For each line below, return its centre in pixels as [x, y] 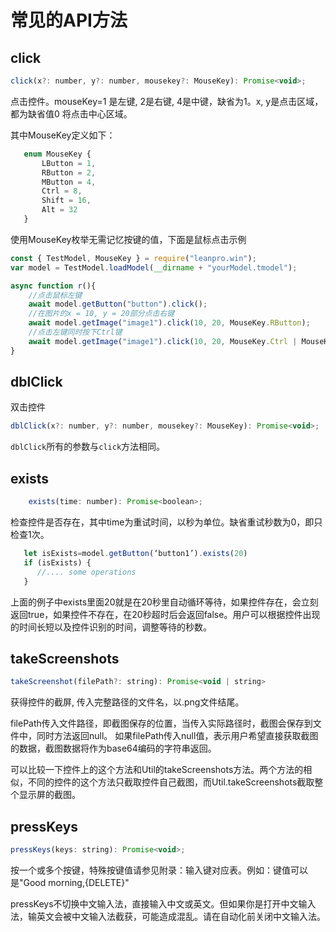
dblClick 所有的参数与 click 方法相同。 [88, 447]
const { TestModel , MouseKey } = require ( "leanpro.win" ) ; [133, 258]
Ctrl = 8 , [62, 191]
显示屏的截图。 [49, 795]
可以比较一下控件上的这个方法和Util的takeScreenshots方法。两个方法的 [157, 770]
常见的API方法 [69, 20]
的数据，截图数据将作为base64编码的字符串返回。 [113, 748]
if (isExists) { [57, 562]
